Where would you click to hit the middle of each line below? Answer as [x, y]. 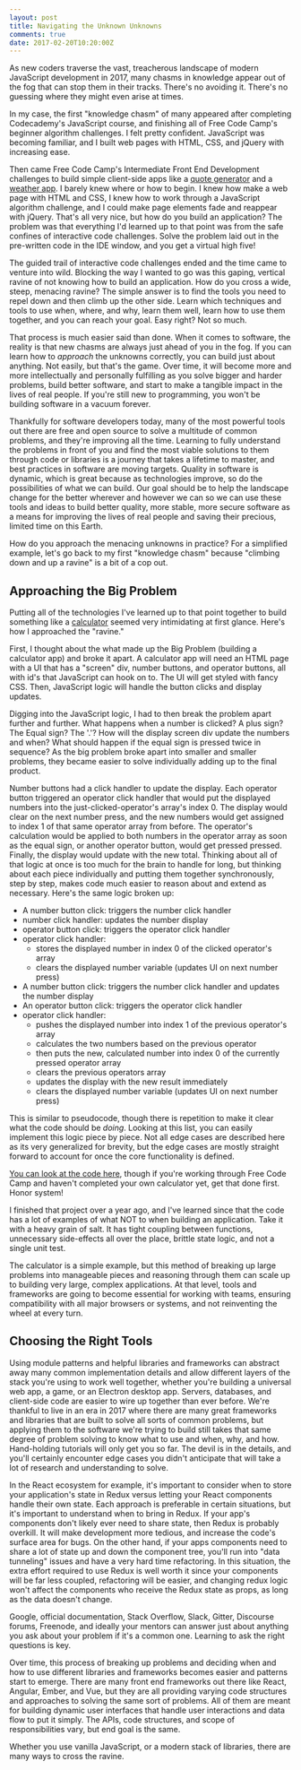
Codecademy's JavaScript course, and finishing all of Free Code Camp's [143, 124]
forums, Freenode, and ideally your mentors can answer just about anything [149, 1626]
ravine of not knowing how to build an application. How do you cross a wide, [150, 282]
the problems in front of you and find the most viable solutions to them [139, 450]
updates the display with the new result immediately [132, 1082]
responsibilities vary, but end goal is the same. [95, 1729]
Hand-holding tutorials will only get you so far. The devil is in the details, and [150, 1448]
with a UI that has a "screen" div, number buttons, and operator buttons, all [148, 668]
